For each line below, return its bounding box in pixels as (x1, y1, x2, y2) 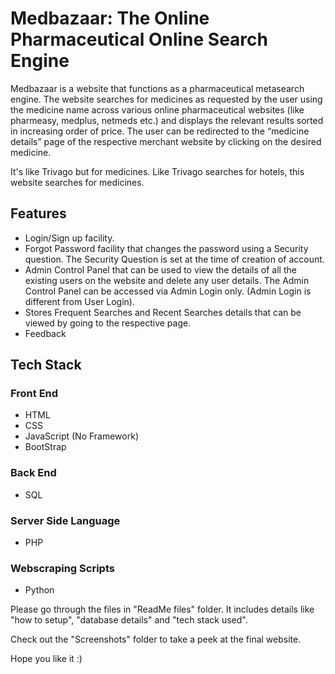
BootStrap (24, 441, 67, 453)
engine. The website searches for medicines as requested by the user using (10, 93, 323, 105)
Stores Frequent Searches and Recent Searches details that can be (24, 306, 302, 318)
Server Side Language (10, 513, 121, 527)
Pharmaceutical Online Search (10, 28, 268, 51)
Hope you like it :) (10, 653, 83, 665)
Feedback (24, 327, 67, 339)
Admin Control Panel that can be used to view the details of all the (24, 263, 297, 276)
